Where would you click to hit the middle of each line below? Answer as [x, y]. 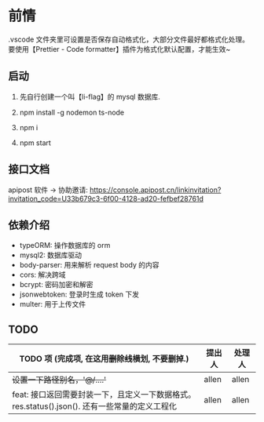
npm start [35, 143]
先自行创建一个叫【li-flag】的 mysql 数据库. [90, 96]
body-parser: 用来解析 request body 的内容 [89, 265]
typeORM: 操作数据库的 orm [65, 246]
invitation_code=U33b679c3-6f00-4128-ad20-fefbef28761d [106, 198]
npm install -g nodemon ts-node [72, 112]
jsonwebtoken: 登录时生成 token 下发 [79, 294]
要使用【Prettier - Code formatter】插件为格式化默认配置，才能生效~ [119, 49]
